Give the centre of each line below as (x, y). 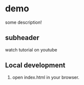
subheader (22, 38)
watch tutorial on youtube (31, 49)
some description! (23, 22)
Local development (35, 65)
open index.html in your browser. (46, 77)
